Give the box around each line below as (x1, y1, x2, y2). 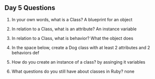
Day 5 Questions (4, 4, 56, 12)
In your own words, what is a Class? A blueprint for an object (11, 16, 133, 22)
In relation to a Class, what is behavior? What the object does (11, 35, 134, 41)
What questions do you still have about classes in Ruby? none (11, 68, 135, 74)
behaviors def (11, 50, 40, 55)
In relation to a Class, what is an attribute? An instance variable (11, 26, 137, 32)
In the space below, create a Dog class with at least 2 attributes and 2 (11, 44, 150, 50)
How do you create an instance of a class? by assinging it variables (11, 59, 145, 65)
